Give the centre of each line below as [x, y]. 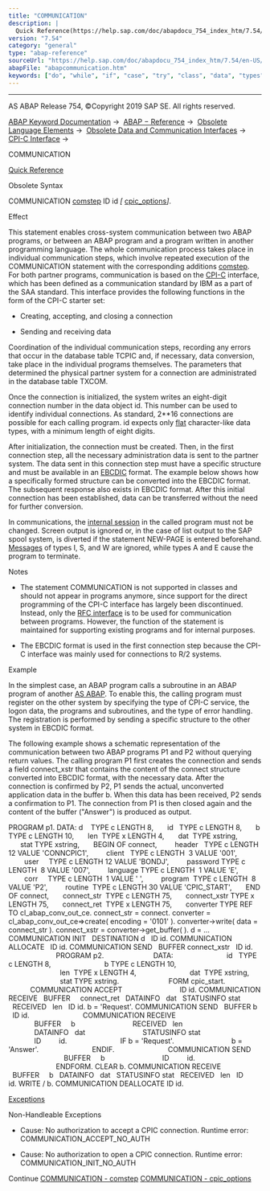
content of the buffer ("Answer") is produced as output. [100, 812]
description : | [34, 23]
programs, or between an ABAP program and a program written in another [131, 240]
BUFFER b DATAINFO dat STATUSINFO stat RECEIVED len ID [127, 1074]
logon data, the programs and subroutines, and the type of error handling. [131, 710]
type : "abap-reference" [48, 53]
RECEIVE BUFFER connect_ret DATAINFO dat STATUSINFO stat [125, 998]
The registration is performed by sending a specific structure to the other [129, 719]
